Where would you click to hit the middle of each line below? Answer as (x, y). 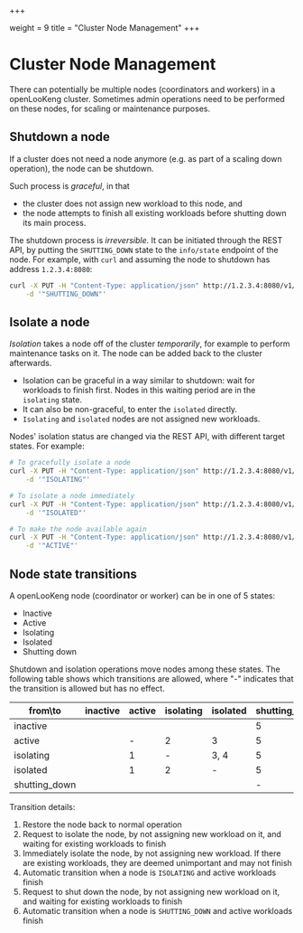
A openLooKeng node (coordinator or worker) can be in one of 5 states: (142, 596)
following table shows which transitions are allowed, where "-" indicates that (151, 679)
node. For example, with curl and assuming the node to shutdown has (140, 259)
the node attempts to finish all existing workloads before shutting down (154, 212)
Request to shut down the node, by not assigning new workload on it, (151, 892)
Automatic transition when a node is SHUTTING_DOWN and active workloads (157, 911)
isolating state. (52, 400)
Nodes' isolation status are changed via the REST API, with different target (147, 437)
